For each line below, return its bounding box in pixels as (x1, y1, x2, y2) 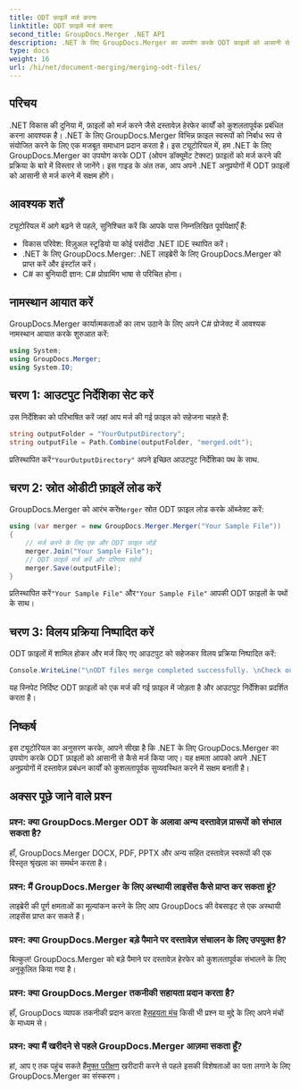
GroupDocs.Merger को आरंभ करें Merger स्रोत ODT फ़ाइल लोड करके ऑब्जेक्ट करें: (9, 504, 264, 515)
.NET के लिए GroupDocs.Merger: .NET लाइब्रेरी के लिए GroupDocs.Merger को (21, 248, 281, 259)
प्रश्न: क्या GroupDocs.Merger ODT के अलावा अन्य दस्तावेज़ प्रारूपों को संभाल (9, 815, 282, 828)
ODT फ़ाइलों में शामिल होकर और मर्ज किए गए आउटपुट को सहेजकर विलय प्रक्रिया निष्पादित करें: (9, 648, 277, 659)
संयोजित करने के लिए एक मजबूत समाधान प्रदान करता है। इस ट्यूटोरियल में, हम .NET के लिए (9, 139, 272, 150)
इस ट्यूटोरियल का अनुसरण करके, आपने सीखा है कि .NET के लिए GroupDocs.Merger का (9, 742, 279, 753)
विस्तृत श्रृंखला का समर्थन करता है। (9, 858, 108, 868)
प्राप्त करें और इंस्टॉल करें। (21, 258, 96, 269)
